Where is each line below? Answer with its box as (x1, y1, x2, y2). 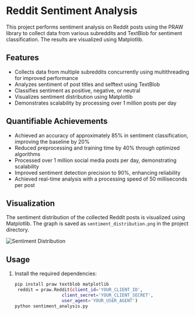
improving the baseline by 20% (14, 138, 90, 145)
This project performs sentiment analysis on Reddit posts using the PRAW (6, 23, 184, 30)
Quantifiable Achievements (6, 116, 108, 126)
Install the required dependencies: (14, 270, 97, 277)
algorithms (14, 150, 41, 157)
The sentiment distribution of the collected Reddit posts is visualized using (6, 214, 186, 221)
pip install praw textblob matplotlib (14, 282, 109, 288)
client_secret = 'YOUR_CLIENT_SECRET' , (61, 292, 154, 298)
